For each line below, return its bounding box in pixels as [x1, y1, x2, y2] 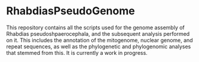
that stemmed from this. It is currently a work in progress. [6, 49, 148, 56]
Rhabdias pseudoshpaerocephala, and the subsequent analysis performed [6, 30, 190, 37]
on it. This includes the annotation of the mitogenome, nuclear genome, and [6, 36, 193, 44]
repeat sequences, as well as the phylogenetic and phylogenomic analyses [6, 43, 191, 50]
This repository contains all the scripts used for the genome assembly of [6, 24, 185, 31]
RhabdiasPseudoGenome [6, 4, 136, 18]
